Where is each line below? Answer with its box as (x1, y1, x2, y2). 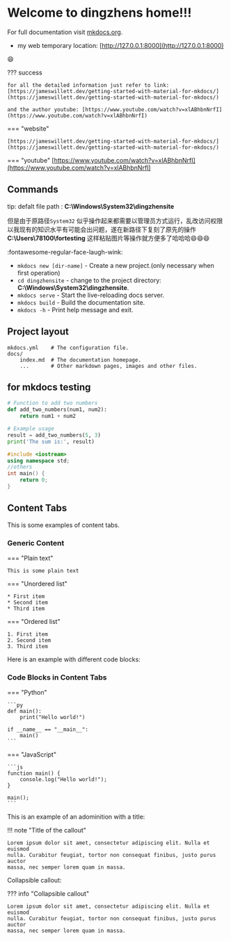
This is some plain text (7, 567, 79, 574)
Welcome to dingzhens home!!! (7, 5, 192, 21)
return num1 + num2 (19, 412, 77, 420)
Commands (7, 184, 59, 195)
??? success (7, 68, 43, 77)
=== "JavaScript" (7, 750, 57, 759)
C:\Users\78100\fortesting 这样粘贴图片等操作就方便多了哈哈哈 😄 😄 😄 (7, 234, 210, 242)
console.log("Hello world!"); (19, 776, 108, 783)
